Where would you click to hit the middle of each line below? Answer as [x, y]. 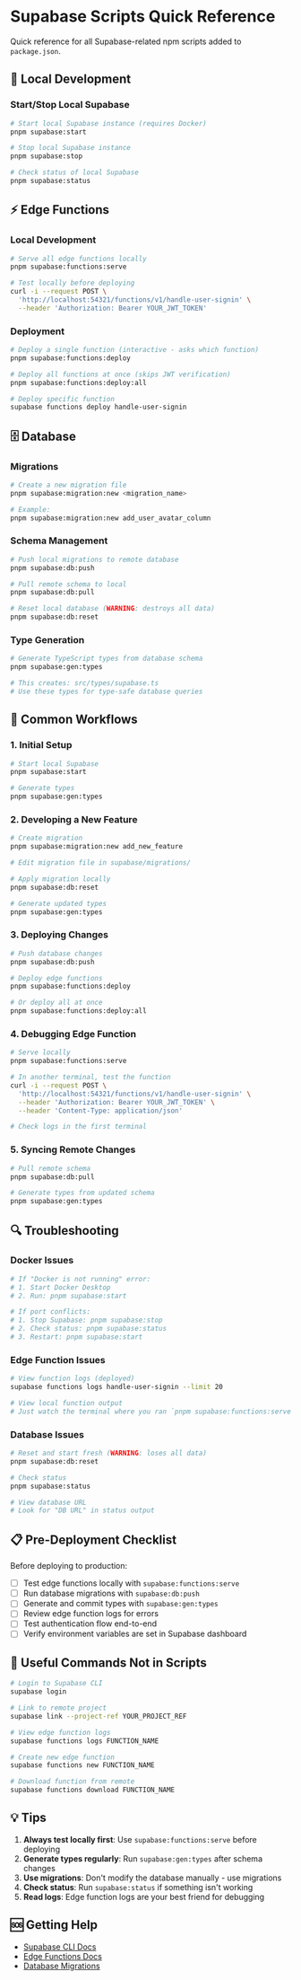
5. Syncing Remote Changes [73, 1149]
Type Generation [47, 640]
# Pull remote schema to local [69, 584]
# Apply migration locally [60, 879]
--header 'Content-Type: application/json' [100, 1111]
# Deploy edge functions [56, 978]
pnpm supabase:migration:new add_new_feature [96, 847]
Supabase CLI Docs [60, 1947]
